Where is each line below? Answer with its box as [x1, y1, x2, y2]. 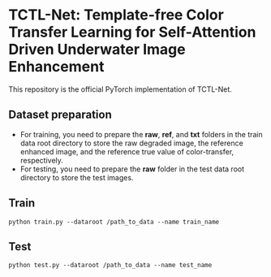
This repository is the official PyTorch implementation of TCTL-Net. [8, 84, 233, 94]
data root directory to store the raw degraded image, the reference [19, 138, 243, 148]
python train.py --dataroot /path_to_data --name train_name [8, 218, 220, 226]
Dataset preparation [8, 108, 112, 122]
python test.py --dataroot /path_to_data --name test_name [8, 262, 213, 270]
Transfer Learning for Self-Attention [8, 23, 256, 41]
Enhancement [8, 58, 105, 76]
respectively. [19, 155, 63, 165]
